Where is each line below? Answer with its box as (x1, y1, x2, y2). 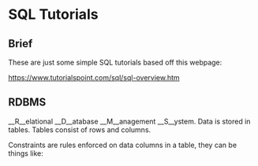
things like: (8, 148, 43, 158)
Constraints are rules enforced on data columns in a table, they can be (8, 140, 237, 149)
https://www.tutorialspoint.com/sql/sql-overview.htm (8, 73, 180, 82)
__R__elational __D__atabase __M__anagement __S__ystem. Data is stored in (8, 116, 251, 126)
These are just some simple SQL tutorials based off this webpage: (8, 57, 222, 67)
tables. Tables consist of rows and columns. (8, 124, 151, 135)
